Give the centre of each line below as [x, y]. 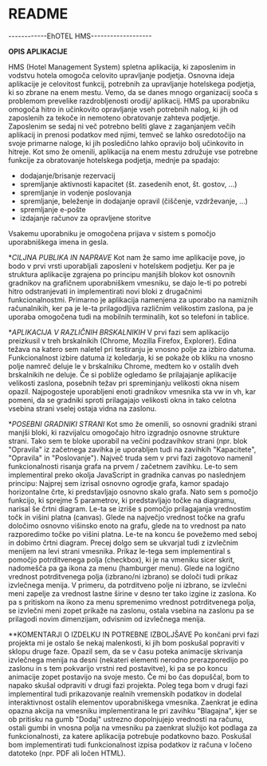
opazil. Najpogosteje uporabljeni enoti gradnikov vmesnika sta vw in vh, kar [132, 391]
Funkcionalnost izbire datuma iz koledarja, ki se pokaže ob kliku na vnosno [131, 357]
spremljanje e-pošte [53, 209]
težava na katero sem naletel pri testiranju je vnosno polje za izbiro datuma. [132, 349]
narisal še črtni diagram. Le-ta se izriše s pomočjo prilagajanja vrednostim [130, 508]
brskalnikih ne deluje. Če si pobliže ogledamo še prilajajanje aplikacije [123, 374]
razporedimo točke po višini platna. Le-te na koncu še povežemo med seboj [133, 534]
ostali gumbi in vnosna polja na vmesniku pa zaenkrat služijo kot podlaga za [133, 728]
